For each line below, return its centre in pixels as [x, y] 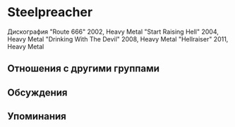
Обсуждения [37, 92]
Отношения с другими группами [84, 68]
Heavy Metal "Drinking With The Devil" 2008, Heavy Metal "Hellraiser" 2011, [118, 39]
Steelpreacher [50, 12]
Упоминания [37, 116]
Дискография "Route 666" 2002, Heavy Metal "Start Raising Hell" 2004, [113, 32]
